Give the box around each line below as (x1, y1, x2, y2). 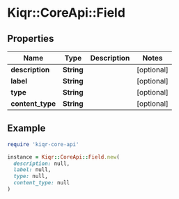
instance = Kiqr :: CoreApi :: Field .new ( (7, 153, 120, 161)
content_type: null (13, 180, 70, 186)
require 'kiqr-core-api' (7, 141, 79, 148)
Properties (7, 33, 54, 45)
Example (7, 122, 46, 134)
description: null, (13, 160, 70, 167)
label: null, (13, 166, 52, 173)
